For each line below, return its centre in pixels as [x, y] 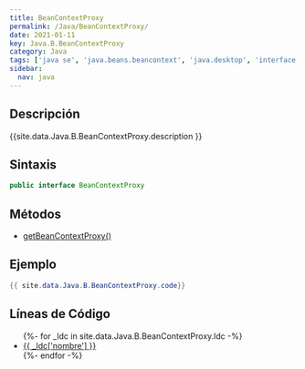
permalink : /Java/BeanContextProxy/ [79, 26]
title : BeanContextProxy [57, 18]
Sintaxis [33, 164]
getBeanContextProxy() [67, 236]
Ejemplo [33, 265]
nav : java [36, 77]
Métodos [36, 214]
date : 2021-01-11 [42, 35]
